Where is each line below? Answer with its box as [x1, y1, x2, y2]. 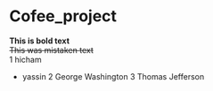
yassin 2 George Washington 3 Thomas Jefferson [21, 71, 205, 81]
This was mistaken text [9, 44, 94, 55]
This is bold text [9, 35, 70, 46]
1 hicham [9, 54, 42, 64]
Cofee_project [9, 6, 118, 27]
